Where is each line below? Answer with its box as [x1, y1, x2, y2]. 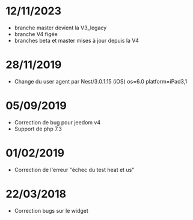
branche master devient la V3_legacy [14, 24, 107, 31]
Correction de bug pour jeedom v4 [14, 118, 100, 126]
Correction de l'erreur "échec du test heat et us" [14, 166, 135, 173]
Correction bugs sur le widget [14, 207, 88, 214]
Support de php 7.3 [14, 125, 63, 132]
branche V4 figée [14, 30, 58, 37]
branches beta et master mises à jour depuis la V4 [14, 37, 139, 44]
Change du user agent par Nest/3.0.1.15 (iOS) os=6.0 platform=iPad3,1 [14, 78, 188, 85]
